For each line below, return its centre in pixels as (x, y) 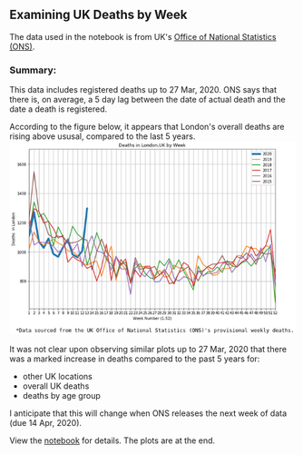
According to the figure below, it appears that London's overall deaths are (147, 127)
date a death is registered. (58, 109)
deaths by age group (62, 396)
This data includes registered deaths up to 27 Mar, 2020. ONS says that (143, 90)
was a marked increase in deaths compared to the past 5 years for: (135, 359)
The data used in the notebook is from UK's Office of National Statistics (143, 36)
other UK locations (57, 377)
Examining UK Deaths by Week (98, 15)
